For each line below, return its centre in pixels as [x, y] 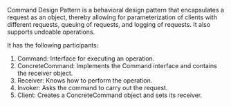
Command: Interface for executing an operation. [86, 59]
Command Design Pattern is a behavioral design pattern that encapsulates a [116, 10]
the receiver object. [45, 73]
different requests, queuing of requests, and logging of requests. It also [109, 24]
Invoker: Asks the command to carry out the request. [92, 88]
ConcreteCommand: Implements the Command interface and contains [117, 66]
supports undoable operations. [51, 32]
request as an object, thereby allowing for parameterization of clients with [112, 17]
